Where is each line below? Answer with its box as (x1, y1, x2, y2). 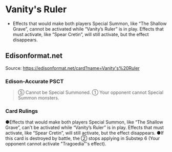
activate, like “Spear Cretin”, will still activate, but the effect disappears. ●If (5, 130, 164, 136)
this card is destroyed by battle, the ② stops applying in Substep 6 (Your (5, 135, 160, 141)
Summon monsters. (17, 95, 59, 101)
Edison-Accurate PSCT (5, 78, 64, 85)
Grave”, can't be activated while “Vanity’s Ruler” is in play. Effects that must (5, 124, 164, 131)
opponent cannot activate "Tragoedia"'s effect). (5, 141, 106, 147)
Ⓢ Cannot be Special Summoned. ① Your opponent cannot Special (17, 89, 164, 95)
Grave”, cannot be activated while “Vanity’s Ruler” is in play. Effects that (12, 26, 164, 32)
